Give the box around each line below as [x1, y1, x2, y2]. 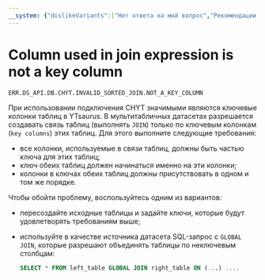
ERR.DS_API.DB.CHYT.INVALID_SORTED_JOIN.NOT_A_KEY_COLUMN [8, 89, 203, 97]
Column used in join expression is [8, 45, 234, 63]
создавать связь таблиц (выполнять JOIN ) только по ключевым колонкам [8, 120, 257, 129]
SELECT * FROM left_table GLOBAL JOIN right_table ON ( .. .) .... [19, 263, 240, 272]
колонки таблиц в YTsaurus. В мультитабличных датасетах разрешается [8, 111, 254, 121]
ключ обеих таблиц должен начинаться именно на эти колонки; [19, 160, 237, 170]
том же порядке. [19, 177, 77, 186]
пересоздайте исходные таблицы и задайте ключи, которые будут [19, 208, 245, 217]
